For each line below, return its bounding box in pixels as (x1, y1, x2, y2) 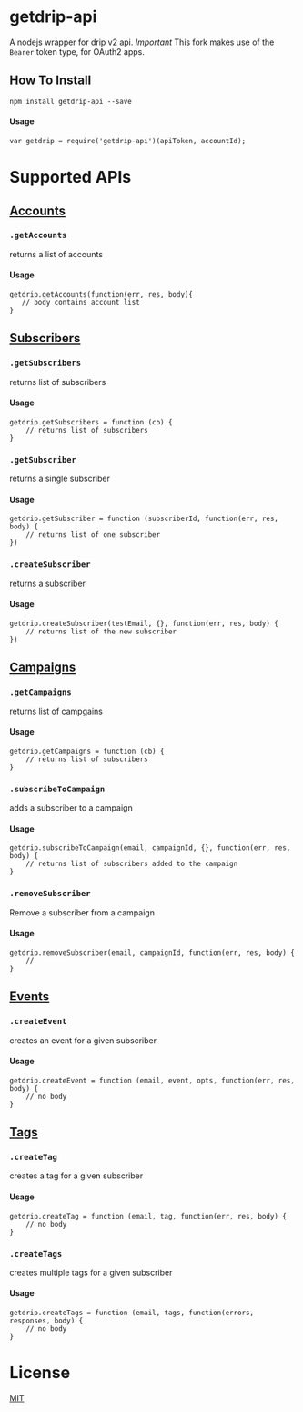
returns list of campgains (9, 706, 103, 716)
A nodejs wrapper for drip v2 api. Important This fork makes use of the (9, 37, 275, 47)
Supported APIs (9, 167, 132, 188)
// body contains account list (21, 298, 141, 308)
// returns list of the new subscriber (25, 627, 177, 636)
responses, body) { (9, 1316, 84, 1325)
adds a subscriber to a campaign (9, 802, 134, 813)
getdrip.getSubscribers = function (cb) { (9, 417, 173, 426)
